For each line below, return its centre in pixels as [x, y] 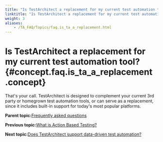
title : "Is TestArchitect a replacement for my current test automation [80, 9]
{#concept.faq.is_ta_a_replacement [79, 72]
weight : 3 [15, 18]
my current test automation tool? [73, 62]
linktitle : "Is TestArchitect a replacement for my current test [72, 14]
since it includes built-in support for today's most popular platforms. [73, 106]
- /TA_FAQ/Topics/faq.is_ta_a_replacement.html [63, 28]
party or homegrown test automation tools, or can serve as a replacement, [79, 101]
